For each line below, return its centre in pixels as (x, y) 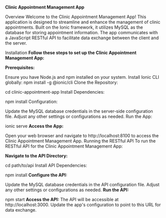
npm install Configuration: (31, 102)
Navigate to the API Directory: (37, 156)
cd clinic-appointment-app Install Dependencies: (55, 92)
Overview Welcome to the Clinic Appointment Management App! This (76, 17)
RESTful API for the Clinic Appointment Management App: (64, 146)
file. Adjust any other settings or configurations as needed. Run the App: (79, 116)
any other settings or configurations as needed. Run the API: (67, 190)
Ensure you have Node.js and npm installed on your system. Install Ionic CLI (82, 77)
